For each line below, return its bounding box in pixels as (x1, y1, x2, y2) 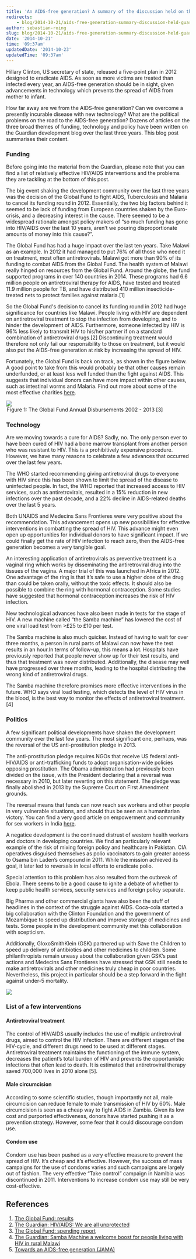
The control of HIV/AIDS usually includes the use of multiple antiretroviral (6, 1030, 182, 1037)
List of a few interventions (6, 1003, 82, 1011)
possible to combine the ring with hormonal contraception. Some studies (6, 586, 181, 593)
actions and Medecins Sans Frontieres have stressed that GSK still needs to (6, 958, 188, 965)
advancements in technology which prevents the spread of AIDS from (6, 87, 174, 94)
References (6, 1199, 49, 1209)
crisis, (6, 212, 20, 219)
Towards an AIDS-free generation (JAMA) (14, 1246, 116, 1253)
